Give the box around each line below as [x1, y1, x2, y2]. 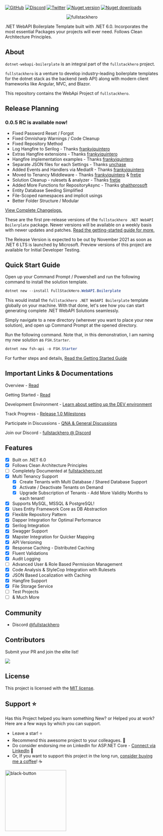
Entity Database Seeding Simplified [12, 187, 83, 193]
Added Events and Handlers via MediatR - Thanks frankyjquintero [12, 167, 144, 172]
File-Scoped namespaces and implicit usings [12, 192, 102, 198]
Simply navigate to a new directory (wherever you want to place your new [5, 317, 154, 323]
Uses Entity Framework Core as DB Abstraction [12, 506, 107, 512]
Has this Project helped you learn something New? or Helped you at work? [5, 715, 155, 721]
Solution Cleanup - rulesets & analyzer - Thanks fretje [12, 177, 121, 183]
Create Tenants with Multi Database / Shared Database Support [19, 479, 147, 484]
